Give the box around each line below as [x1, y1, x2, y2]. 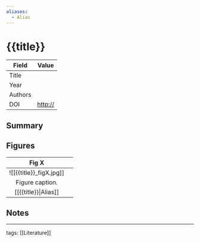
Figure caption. [15, 178, 58, 186]
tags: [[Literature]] [6, 230, 51, 237]
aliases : [6, 8, 28, 15]
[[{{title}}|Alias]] [14, 188, 60, 196]
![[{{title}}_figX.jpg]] [9, 168, 64, 177]
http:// [37, 100, 55, 109]
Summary [6, 120, 43, 131]
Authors [9, 90, 32, 99]
